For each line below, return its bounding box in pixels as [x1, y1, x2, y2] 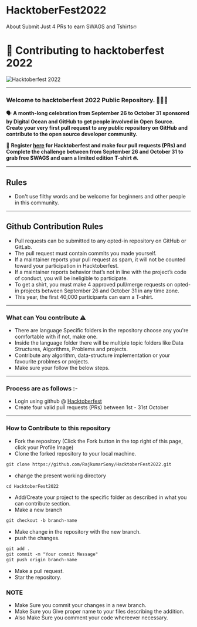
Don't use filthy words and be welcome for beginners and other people [14, 193, 186, 200]
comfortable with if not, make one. [14, 333, 98, 341]
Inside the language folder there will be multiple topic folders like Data [14, 339, 184, 346]
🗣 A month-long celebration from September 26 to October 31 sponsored [6, 110, 189, 117]
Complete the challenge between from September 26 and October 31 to [6, 148, 184, 156]
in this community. [14, 199, 59, 206]
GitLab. [14, 243, 32, 250]
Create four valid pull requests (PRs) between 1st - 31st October [14, 404, 169, 411]
